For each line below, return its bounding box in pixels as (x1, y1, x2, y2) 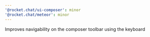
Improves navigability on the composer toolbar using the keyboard (5, 26, 145, 32)
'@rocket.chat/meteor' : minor (5, 12, 70, 17)
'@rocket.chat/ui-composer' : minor (5, 7, 81, 13)
